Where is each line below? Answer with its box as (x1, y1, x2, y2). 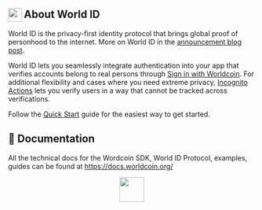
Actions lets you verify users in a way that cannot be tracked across (8, 86, 227, 95)
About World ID (24, 8, 100, 21)
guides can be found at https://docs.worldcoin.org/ (8, 161, 173, 171)
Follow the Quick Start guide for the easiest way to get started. (8, 109, 210, 119)
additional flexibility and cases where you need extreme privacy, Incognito (8, 77, 249, 87)
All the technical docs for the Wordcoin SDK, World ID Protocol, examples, (8, 153, 248, 162)
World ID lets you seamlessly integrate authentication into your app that (8, 61, 239, 70)
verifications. (8, 94, 51, 103)
